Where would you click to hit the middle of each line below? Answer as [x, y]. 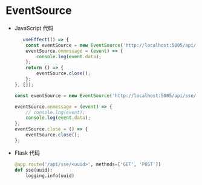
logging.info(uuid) [50, 176]
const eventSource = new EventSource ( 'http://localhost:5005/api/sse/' [106, 96]
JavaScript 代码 [34, 28]
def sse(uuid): [34, 170]
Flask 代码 [27, 153]
